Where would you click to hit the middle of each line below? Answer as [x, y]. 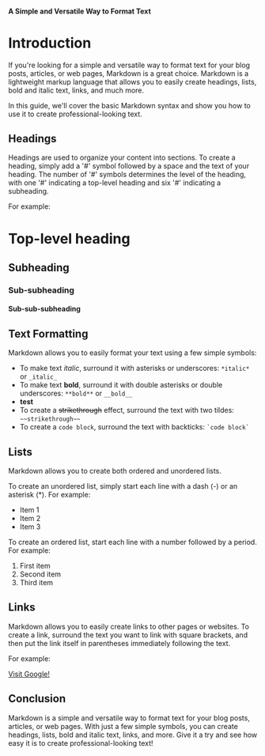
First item [35, 566]
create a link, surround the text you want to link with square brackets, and [128, 635]
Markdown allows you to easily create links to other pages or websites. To [129, 626]
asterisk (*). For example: [49, 495]
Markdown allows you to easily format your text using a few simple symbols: [132, 353]
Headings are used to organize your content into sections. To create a [122, 157]
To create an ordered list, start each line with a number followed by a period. [132, 542]
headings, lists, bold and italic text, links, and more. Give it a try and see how [133, 735]
